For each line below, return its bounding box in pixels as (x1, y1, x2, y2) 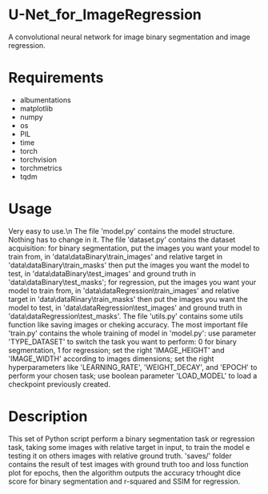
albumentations (19, 94, 72, 105)
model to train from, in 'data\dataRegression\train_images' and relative (8, 286, 240, 295)
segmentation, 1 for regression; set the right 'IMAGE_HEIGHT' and (8, 345, 225, 355)
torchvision (19, 155, 58, 164)
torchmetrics (19, 163, 62, 173)
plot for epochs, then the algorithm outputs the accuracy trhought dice (8, 468, 242, 477)
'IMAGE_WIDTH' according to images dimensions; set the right (8, 354, 214, 363)
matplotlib (19, 103, 54, 113)
